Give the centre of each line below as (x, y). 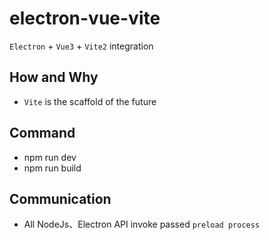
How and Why (54, 77)
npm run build (52, 168)
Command (42, 133)
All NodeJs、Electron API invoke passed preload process (142, 224)
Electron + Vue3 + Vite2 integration (81, 46)
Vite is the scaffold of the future (90, 101)
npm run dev (50, 157)
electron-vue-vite (85, 18)
